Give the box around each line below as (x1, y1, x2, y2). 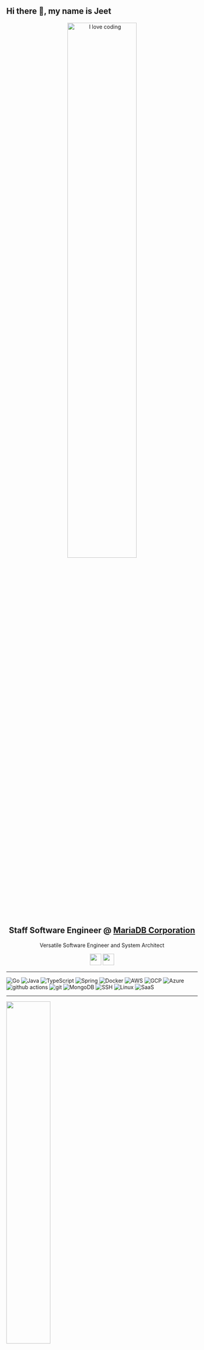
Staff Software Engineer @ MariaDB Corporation (8, 925, 195, 936)
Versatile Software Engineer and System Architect (39, 941, 165, 949)
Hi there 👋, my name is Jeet (6, 6, 112, 16)
